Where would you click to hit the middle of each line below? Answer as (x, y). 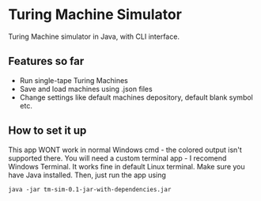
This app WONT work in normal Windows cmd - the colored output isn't (125, 150)
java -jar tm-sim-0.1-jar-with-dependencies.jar (90, 189)
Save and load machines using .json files (86, 89)
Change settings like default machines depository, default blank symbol (136, 97)
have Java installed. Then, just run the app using (87, 175)
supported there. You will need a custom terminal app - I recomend (117, 158)
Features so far (46, 61)
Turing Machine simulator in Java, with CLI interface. (94, 36)
